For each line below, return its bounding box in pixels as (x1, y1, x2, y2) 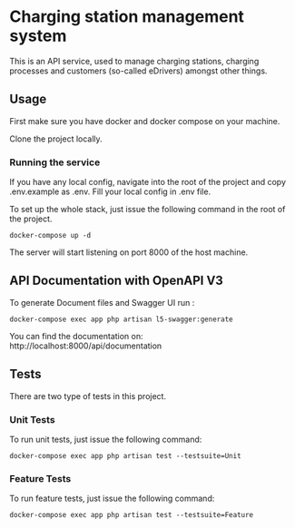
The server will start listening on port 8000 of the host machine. (9, 247, 249, 258)
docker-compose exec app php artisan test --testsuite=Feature (9, 511, 254, 520)
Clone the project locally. (9, 133, 103, 144)
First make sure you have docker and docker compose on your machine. (9, 115, 280, 126)
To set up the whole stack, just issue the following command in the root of (9, 204, 286, 215)
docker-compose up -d (9, 231, 92, 240)
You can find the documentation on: (9, 330, 143, 341)
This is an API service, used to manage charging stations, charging (9, 55, 260, 66)
